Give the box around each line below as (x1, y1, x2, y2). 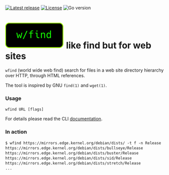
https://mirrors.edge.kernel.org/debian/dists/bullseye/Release (5, 145, 143, 151)
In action (5, 129, 27, 136)
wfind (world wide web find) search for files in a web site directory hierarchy (5, 67, 164, 73)
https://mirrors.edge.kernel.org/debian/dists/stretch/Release (5, 160, 141, 166)
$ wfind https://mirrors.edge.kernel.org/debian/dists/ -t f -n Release (5, 140, 161, 146)
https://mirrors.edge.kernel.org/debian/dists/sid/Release (5, 155, 132, 161)
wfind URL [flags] (5, 107, 44, 112)
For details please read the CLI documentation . (5, 116, 102, 122)
